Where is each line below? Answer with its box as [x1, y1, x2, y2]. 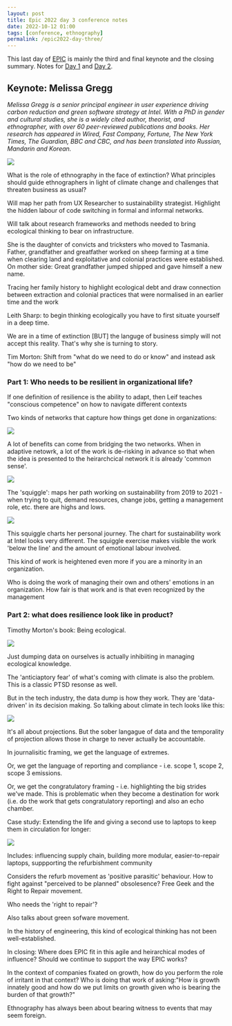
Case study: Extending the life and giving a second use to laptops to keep [7, 817, 217, 826]
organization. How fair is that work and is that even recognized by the [7, 585, 205, 594]
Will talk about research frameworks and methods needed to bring [7, 219, 196, 228]
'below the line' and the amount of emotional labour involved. [7, 544, 182, 553]
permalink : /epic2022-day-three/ [7, 36, 104, 43]
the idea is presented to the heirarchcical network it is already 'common [7, 455, 212, 463]
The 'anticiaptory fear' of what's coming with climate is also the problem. [7, 673, 215, 681]
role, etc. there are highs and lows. [7, 503, 106, 511]
